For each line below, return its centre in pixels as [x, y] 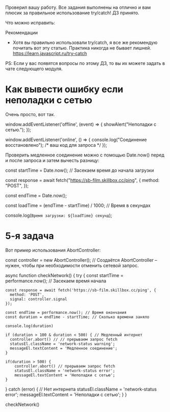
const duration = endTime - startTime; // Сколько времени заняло [77, 317]
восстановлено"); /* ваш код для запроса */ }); [56, 145]
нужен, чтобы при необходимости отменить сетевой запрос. [72, 265]
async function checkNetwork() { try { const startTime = [64, 275]
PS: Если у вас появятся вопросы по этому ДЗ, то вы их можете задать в [85, 63]
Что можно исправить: [30, 23]
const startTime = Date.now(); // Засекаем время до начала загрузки [80, 170]
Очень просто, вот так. [30, 114]
